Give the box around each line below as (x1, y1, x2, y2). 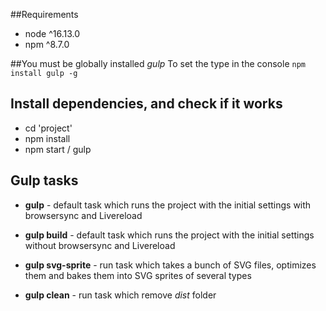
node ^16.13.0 (24, 28, 80, 39)
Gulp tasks (10, 172, 79, 189)
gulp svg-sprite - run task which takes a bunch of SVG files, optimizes (24, 259, 317, 271)
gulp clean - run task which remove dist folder (24, 289, 217, 301)
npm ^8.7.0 (24, 39, 70, 50)
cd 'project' (24, 122, 73, 134)
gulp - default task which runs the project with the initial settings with (24, 199, 312, 211)
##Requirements (10, 9, 79, 20)
